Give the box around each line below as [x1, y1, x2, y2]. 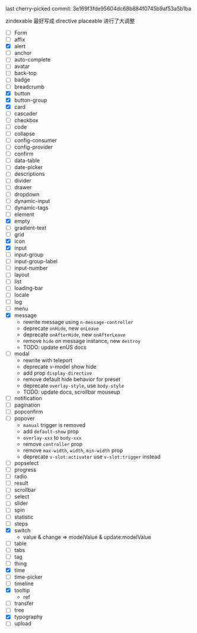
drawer [14, 184, 32, 191]
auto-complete [14, 56, 51, 63]
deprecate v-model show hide [23, 363, 97, 370]
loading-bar [14, 285, 43, 292]
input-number [14, 264, 48, 272]
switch [14, 526, 31, 534]
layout [14, 271, 30, 279]
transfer [14, 600, 34, 607]
